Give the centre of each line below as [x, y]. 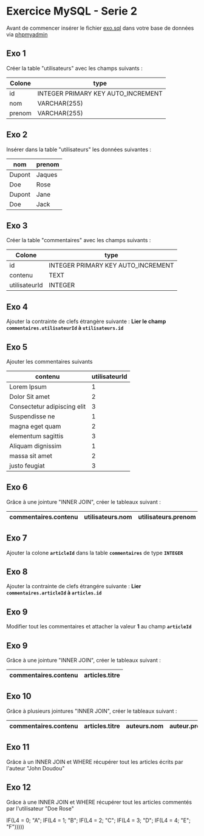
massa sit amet [31, 456]
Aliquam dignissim [36, 446]
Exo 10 [19, 696]
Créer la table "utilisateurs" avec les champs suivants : [74, 68]
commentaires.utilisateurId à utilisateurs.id [65, 328]
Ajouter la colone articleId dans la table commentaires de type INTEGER [95, 552]
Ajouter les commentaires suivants [49, 362]
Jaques [47, 174]
